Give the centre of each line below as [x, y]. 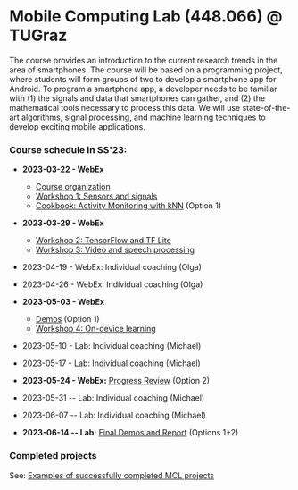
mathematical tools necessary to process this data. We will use [125, 107]
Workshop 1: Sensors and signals [96, 196]
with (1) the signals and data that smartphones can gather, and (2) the [137, 98]
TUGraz [38, 35]
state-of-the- [266, 107]
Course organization [73, 187]
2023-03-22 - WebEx [63, 169]
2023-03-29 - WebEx [63, 223]
